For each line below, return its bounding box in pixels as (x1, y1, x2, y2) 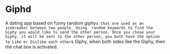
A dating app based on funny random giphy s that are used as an (5, 20, 144, 26)
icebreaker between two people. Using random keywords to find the (5, 25, 153, 30)
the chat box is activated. (5, 43, 58, 49)
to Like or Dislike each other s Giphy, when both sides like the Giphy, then (5, 38, 165, 44)
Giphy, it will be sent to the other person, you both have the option (5, 34, 160, 39)
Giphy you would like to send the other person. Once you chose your (5, 29, 156, 34)
